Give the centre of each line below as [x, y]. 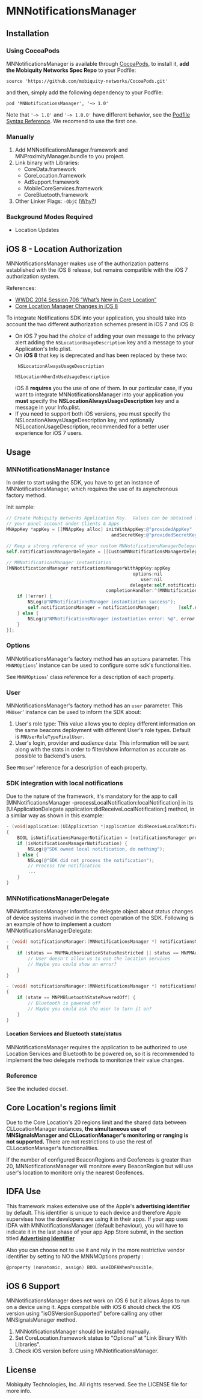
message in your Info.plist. [48, 407]
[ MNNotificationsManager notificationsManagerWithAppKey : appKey [88, 568]
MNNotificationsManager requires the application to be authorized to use [97, 1047]
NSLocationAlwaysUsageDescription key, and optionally [84, 420]
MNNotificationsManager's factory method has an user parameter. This [95, 706]
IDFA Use [23, 1192]
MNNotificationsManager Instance [58, 469]
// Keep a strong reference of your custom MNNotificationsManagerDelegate [103, 546]
